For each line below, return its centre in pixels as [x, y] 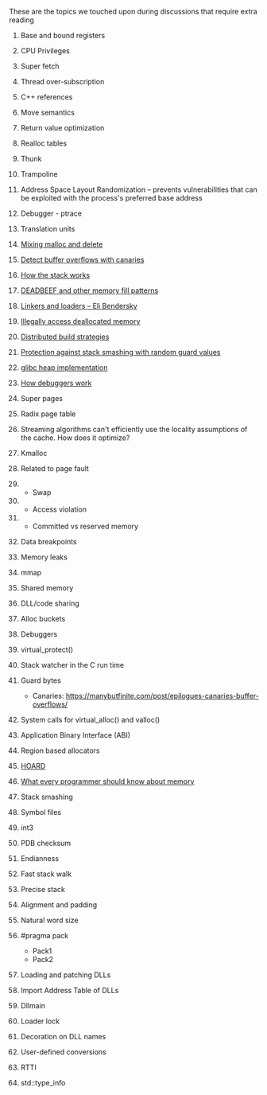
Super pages [41, 398]
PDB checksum [45, 843]
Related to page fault [55, 468]
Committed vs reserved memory [85, 526]
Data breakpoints [49, 542]
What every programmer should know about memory [107, 781]
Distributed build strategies [65, 337]
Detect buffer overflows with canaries [82, 259]
